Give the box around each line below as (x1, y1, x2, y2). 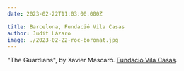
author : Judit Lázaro (7, 30, 71, 37)
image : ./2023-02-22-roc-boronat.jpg (7, 36, 119, 43)
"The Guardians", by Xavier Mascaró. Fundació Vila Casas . (7, 56, 178, 65)
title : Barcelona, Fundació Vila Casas (7, 23, 125, 31)
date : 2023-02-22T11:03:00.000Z (7, 10, 103, 18)
